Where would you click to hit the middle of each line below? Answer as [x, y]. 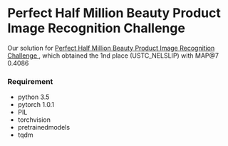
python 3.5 [33, 97]
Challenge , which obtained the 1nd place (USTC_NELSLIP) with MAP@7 [113, 56]
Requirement [30, 81]
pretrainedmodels [43, 127]
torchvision [34, 120]
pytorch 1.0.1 [36, 105]
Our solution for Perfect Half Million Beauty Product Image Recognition [111, 48]
